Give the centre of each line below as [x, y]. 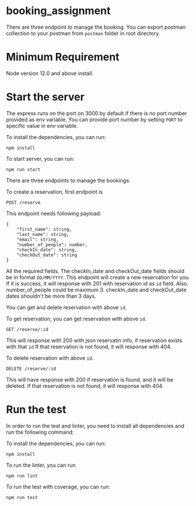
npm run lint [22, 476]
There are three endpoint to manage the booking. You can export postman [96, 27]
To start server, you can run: [40, 158]
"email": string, [38, 239]
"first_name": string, [44, 229]
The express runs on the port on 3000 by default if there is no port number [97, 113]
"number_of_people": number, [52, 245]
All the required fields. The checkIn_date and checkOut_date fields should [95, 271]
